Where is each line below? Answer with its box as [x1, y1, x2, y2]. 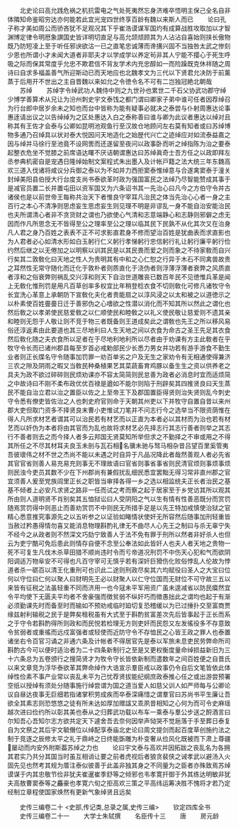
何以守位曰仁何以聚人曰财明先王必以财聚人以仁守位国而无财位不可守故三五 [7, 575, 225, 583]
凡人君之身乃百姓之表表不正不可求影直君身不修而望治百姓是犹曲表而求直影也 [7, 228, 231, 237]
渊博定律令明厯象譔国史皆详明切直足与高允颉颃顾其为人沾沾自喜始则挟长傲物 [7, 33, 231, 41]
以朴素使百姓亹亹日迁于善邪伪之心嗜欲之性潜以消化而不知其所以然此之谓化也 [7, 299, 231, 308]
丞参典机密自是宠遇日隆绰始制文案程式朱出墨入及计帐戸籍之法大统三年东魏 [7, 157, 225, 166]
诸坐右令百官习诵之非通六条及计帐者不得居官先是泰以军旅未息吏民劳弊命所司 [7, 637, 231, 645]
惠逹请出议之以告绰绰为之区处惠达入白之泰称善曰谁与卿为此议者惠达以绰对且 [7, 113, 231, 121]
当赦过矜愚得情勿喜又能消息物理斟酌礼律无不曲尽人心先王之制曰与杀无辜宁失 [7, 521, 231, 529]
